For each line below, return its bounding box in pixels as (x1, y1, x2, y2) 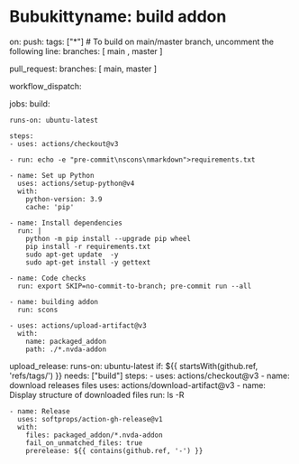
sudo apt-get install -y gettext (25, 257, 151, 267)
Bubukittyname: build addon (9, 6, 227, 27)
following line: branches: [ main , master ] (9, 45, 163, 56)
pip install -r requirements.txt (25, 242, 151, 251)
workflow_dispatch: (9, 80, 83, 91)
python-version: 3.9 (25, 194, 103, 204)
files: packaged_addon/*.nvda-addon (25, 431, 164, 440)
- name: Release (9, 406, 70, 416)
